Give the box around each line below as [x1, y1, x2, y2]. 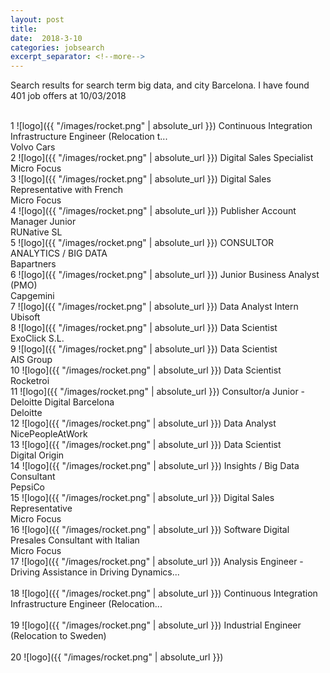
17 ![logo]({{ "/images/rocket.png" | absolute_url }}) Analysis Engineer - [10, 556, 304, 568]
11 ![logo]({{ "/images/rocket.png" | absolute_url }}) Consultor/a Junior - [10, 386, 306, 398]
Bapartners [10, 258, 57, 270]
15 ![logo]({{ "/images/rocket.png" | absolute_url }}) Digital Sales [10, 492, 275, 504]
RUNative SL [10, 226, 63, 238]
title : [10, 24, 38, 34]
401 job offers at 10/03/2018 [10, 90, 127, 102]
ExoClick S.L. [10, 332, 65, 345]
